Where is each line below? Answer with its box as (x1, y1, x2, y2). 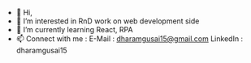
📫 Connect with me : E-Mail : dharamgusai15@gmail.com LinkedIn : (15, 34, 244, 44)
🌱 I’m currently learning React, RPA (15, 25, 133, 34)
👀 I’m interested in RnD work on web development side (15, 16, 200, 26)
